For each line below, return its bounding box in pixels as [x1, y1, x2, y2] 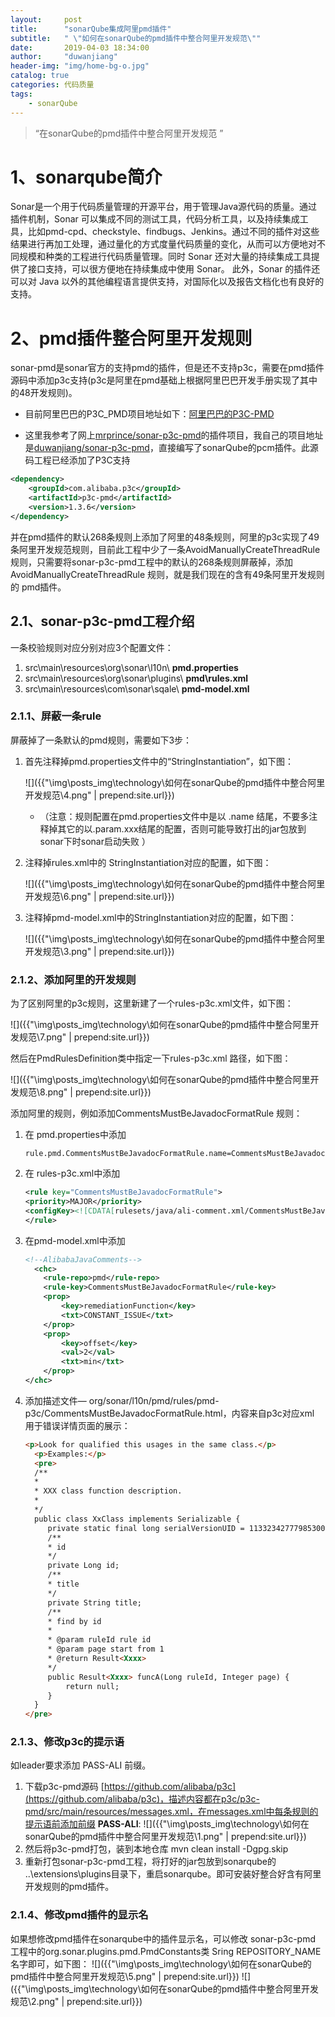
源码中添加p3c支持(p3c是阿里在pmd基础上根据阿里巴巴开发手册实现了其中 [10, 374, 318, 386]
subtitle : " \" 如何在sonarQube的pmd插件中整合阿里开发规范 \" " [10, 33, 262, 43]
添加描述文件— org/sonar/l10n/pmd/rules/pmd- [24, 1394, 220, 1406]
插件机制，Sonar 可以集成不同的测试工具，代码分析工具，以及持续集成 [10, 213, 300, 225]
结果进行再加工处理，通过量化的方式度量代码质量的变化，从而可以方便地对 [10, 238, 317, 250]
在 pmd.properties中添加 [24, 1129, 127, 1141]
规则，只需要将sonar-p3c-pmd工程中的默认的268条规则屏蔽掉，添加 [10, 556, 294, 568]
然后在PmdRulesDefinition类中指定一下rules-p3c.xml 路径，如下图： [10, 1052, 292, 1065]
